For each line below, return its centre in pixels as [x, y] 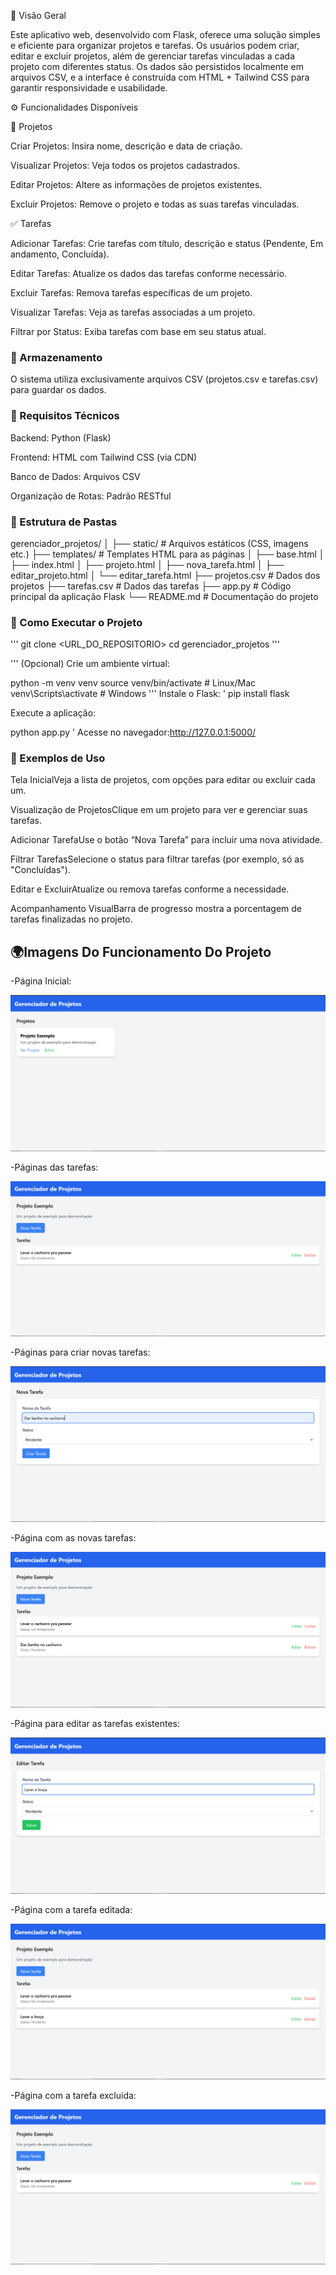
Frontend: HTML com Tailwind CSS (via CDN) [104, 457]
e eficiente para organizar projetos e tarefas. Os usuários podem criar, [155, 45]
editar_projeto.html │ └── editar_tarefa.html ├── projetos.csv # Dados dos [165, 575]
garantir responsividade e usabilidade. [89, 88]
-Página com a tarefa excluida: [73, 2096]
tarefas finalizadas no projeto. [71, 919]
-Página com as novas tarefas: [73, 1538]
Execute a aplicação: [53, 713]
